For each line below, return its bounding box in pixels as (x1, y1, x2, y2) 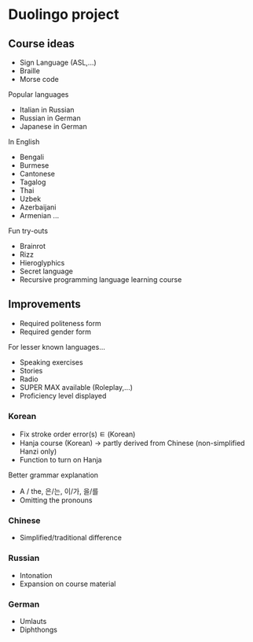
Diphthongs (19, 625, 57, 634)
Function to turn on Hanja (19, 455, 102, 465)
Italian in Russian (19, 105, 75, 114)
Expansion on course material (19, 579, 116, 588)
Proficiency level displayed (19, 391, 107, 400)
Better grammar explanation (8, 470, 99, 480)
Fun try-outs (8, 226, 49, 236)
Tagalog (19, 177, 46, 187)
